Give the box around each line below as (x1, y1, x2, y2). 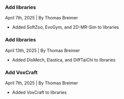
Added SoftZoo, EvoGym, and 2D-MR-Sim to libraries (12, 24, 119, 30)
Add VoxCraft (5, 69, 38, 76)
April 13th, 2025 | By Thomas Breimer (5, 48, 80, 53)
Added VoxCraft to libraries (12, 89, 67, 95)
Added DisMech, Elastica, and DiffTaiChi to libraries (12, 57, 116, 63)
